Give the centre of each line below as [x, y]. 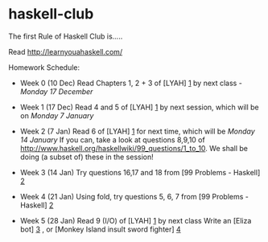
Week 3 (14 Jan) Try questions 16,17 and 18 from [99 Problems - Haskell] [140, 172]
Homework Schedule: [44, 67]
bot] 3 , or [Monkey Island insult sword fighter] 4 [100, 229]
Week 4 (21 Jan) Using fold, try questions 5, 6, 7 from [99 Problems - [134, 196]
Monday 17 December [56, 91]
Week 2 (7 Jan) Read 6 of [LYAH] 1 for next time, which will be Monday [137, 131]
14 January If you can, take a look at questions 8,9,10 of [112, 139]
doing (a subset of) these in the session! [87, 157]
